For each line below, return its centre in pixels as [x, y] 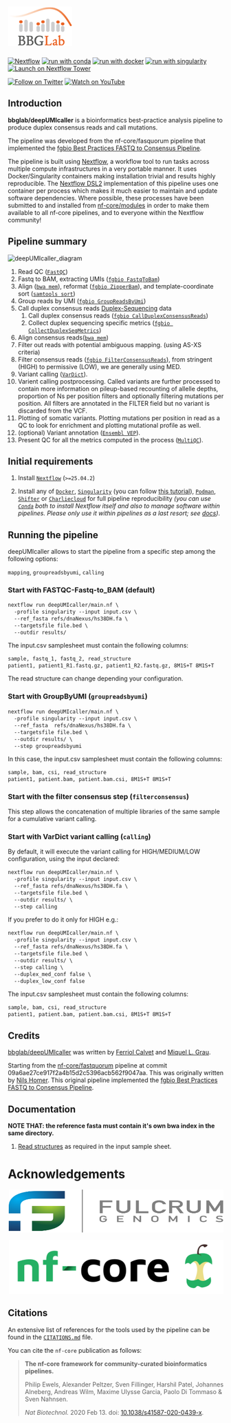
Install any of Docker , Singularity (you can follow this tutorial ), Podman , [117, 491]
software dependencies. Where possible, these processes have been [106, 198]
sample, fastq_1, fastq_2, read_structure [69, 659]
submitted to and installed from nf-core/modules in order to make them [109, 205]
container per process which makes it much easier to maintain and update [113, 190]
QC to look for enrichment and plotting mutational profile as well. [109, 425]
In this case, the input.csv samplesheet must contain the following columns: [115, 759]
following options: [33, 559]
